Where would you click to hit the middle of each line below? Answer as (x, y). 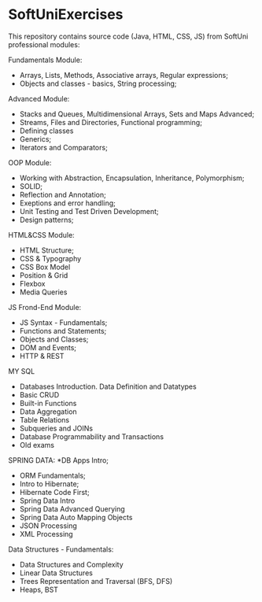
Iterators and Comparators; (63, 147)
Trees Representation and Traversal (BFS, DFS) (96, 581)
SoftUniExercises (66, 15)
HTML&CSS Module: (41, 235)
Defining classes (46, 131)
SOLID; (31, 186)
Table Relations (44, 419)
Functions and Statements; (63, 331)
